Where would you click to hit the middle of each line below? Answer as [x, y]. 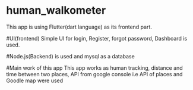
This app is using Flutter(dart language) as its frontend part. [79, 27]
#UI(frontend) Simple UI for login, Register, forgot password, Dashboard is [97, 38]
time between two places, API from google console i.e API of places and [94, 74]
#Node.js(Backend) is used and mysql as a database [70, 56]
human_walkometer [56, 10]
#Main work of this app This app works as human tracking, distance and [94, 68]
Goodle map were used [35, 80]
